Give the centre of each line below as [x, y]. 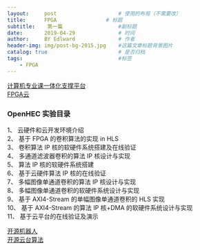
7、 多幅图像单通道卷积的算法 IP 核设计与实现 [72, 182]
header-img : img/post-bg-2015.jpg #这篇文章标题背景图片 [90, 46]
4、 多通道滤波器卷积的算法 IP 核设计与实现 [69, 155]
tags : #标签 [70, 59]
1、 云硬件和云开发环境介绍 [46, 130]
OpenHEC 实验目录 [39, 113]
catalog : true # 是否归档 [76, 52]
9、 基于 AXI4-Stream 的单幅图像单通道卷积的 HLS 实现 [86, 199]
